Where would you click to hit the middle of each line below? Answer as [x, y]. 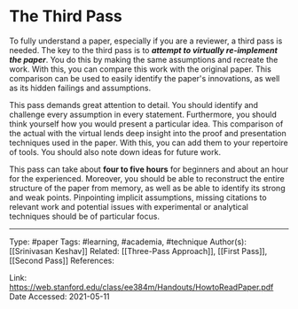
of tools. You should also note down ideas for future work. [115, 151]
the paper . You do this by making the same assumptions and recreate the [144, 59]
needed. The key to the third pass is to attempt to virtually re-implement [143, 50]
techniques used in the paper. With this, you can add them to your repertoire [149, 143]
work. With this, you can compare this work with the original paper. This [141, 69]
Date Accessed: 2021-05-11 [59, 296]
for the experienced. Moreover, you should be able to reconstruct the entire [147, 178]
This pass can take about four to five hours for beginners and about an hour [149, 169]
